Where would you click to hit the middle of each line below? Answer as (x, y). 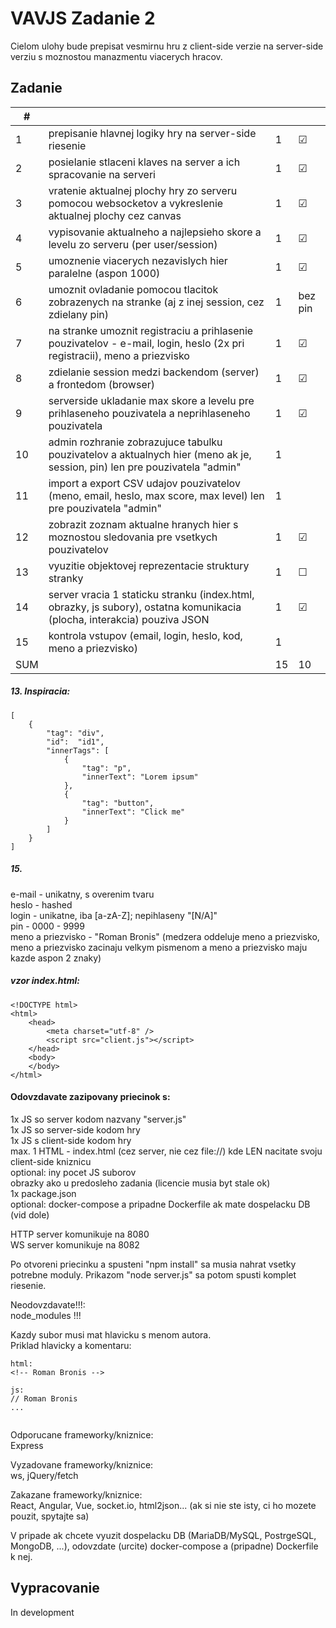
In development (42, 1612)
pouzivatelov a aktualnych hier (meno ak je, (150, 454)
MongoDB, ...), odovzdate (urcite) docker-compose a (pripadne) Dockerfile (164, 1546)
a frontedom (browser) (101, 384)
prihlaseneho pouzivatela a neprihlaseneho (149, 413)
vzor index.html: (45, 981)
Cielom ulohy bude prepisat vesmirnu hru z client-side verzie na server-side (167, 46)
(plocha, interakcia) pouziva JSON (129, 619)
